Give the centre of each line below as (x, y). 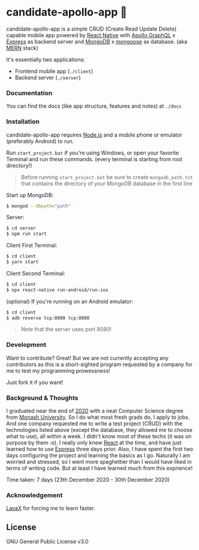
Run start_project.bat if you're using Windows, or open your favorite (93, 153)
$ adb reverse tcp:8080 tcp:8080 (48, 318)
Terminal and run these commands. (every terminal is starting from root (94, 159)
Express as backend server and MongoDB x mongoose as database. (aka (97, 41)
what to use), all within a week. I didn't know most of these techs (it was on (99, 436)
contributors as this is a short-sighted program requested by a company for (99, 364)
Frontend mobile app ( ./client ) (54, 71)
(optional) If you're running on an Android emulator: (70, 301)
